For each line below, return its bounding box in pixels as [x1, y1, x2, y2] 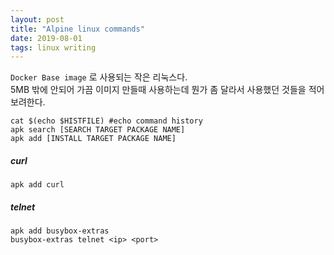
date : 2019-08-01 [10, 33, 83, 43]
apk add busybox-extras [10, 226, 110, 236]
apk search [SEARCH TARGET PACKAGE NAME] [10, 125, 186, 135]
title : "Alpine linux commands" [10, 24, 145, 34]
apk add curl [10, 180, 65, 190]
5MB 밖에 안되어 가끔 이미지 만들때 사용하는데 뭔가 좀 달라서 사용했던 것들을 [10, 84, 307, 96]
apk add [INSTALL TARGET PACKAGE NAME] [10, 134, 177, 144]
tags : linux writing [10, 42, 97, 53]
